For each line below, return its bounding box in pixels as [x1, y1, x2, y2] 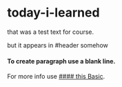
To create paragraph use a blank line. [7, 57, 116, 65]
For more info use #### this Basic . [7, 72, 105, 81]
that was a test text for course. [7, 28, 94, 36]
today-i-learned [7, 5, 100, 21]
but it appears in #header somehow [7, 41, 108, 49]
